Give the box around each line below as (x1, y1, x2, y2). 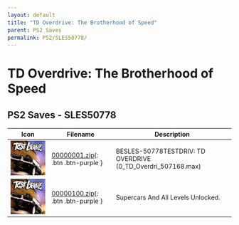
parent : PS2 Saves (7, 26, 62, 33)
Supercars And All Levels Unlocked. (116, 193, 221, 202)
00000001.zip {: (51, 150, 99, 159)
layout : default (7, 11, 55, 19)
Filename (66, 130, 95, 138)
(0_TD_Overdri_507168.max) (116, 162, 201, 171)
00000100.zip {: (51, 189, 99, 198)
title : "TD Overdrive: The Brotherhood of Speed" (7, 19, 158, 26)
